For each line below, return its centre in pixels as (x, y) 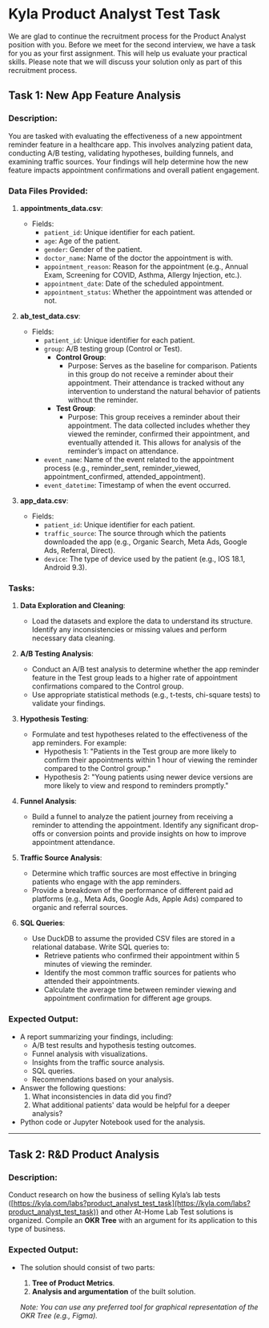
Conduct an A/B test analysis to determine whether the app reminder (145, 669)
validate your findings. (68, 704)
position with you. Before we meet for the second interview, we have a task (132, 44)
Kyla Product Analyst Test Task (114, 14)
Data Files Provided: (48, 191)
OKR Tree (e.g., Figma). (59, 1315)
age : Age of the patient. (82, 241)
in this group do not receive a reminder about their (151, 374)
